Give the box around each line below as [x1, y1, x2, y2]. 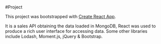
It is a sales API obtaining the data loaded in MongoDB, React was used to [5, 23, 156, 29]
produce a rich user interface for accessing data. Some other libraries [5, 28, 148, 34]
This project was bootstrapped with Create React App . [5, 14, 116, 19]
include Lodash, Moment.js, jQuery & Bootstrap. [5, 34, 103, 39]
